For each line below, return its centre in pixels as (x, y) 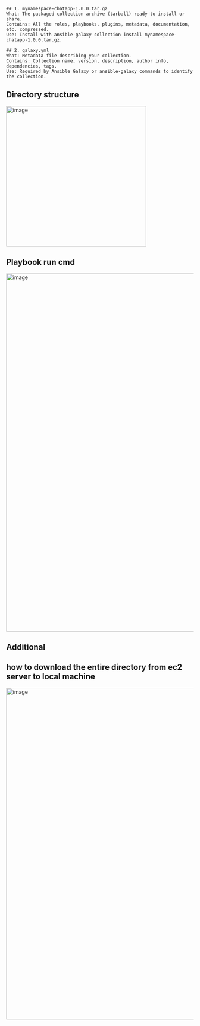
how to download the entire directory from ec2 (94, 667)
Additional (26, 647)
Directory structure (43, 95)
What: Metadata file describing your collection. (69, 56)
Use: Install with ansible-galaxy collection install (74, 35)
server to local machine (51, 677)
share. (14, 19)
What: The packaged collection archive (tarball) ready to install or (96, 14)
